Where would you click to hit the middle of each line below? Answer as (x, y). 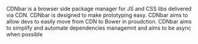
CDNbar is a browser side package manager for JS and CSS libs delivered (99, 9)
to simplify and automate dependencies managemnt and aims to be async (99, 28)
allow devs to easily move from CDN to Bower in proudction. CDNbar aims (99, 21)
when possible (25, 34)
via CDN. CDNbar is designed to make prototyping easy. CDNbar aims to (97, 15)
